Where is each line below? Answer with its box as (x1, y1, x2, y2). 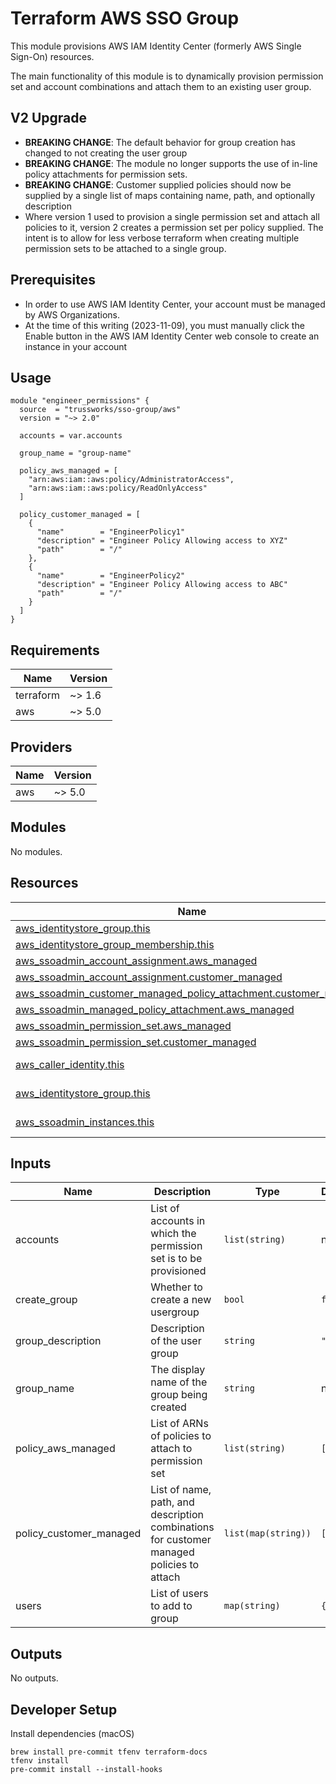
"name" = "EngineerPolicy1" (36, 527, 186, 537)
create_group (15, 1293, 78, 1307)
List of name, (150, 1483, 212, 1497)
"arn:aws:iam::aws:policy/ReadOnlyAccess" (28, 483, 208, 494)
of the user (150, 1334, 202, 1348)
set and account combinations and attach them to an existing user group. (10, 80, 312, 92)
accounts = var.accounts (19, 431, 123, 441)
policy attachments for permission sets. (24, 168, 188, 180)
